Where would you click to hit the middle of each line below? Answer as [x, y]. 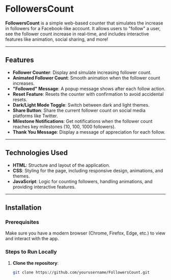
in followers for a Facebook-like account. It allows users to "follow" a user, [83, 28]
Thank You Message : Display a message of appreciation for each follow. [89, 132]
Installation [23, 207]
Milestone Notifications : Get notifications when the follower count [82, 121]
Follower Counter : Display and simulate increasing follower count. [82, 72]
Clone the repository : [36, 263]
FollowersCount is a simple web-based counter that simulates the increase [84, 23]
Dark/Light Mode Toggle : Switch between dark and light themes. [81, 105]
